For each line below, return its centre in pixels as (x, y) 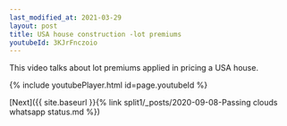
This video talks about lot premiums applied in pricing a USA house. (134, 68)
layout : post (34, 26)
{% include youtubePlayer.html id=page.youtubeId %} (109, 85)
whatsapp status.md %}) (55, 112)
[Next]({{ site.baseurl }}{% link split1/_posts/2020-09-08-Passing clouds (143, 103)
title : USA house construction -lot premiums (95, 34)
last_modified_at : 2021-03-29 (66, 17)
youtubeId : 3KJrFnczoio (54, 42)
